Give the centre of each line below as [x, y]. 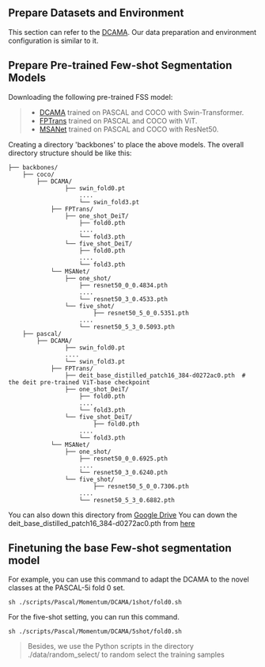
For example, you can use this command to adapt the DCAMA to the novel [129, 579]
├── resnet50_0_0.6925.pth [123, 459]
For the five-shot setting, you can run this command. [94, 617]
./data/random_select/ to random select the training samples [126, 655]
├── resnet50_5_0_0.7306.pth [141, 486]
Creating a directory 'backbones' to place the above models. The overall [126, 144]
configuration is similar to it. [53, 40]
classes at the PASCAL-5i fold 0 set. [66, 588]
